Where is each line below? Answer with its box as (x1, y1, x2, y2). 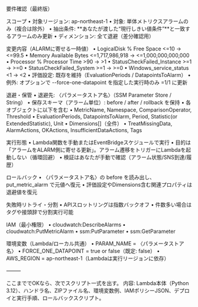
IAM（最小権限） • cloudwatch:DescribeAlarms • (6, 221, 126, 228)
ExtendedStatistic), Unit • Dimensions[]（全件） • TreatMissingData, (6, 120, 173, 127)
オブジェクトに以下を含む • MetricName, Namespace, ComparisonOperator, (6, 106, 192, 113)
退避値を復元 (6, 188, 37, 196)
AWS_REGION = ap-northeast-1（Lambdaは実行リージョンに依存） (6, 255, 170, 262)
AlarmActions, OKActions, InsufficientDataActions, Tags (6, 127, 142, 133)
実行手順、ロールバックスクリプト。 (16, 295, 105, 301)
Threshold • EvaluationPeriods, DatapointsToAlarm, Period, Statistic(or (6, 113, 178, 120)
